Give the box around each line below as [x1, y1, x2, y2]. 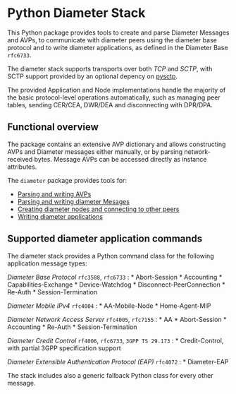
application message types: [7, 259, 87, 268]
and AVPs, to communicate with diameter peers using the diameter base [7, 35, 217, 44]
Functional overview [7, 121, 99, 133]
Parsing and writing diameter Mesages [17, 197, 130, 205]
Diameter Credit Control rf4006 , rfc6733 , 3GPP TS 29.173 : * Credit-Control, [7, 336, 224, 345]
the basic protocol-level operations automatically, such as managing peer [7, 93, 221, 102]
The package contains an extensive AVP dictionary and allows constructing [7, 140, 226, 148]
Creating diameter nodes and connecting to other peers [17, 205, 180, 213]
